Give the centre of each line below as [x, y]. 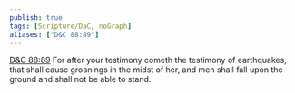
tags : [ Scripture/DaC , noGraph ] [70, 26]
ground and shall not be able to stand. [80, 79]
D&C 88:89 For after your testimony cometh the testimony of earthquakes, [148, 60]
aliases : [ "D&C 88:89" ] [54, 34]
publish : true [36, 18]
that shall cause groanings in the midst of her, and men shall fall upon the [146, 70]
